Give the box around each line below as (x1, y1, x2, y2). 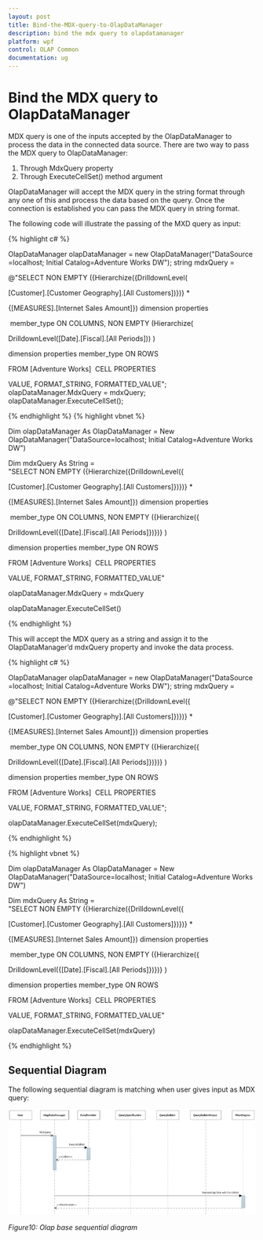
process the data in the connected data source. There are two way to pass (8, 140, 250, 149)
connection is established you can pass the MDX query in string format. (8, 203, 240, 213)
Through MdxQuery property (19, 163, 114, 173)
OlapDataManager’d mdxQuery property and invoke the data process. (8, 642, 234, 652)
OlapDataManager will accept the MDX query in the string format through (8, 187, 246, 196)
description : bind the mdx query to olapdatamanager (8, 29, 184, 37)
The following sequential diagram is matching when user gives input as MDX (8, 1085, 255, 1094)
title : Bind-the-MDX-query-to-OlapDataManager (8, 20, 163, 29)
